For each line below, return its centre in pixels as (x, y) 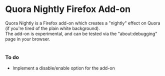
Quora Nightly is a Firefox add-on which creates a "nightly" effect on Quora (83, 23)
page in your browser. (28, 39)
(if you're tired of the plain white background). (52, 28)
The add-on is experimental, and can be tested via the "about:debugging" (81, 33)
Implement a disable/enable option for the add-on (63, 68)
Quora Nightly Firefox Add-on (68, 9)
